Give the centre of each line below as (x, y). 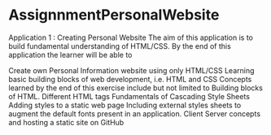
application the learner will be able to (70, 54)
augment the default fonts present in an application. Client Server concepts (135, 113)
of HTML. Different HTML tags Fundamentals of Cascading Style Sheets (129, 96)
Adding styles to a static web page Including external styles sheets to (125, 105)
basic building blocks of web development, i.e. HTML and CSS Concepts (130, 79)
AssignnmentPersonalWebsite (114, 15)
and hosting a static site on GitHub (66, 122)
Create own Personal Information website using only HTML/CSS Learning (131, 70)
